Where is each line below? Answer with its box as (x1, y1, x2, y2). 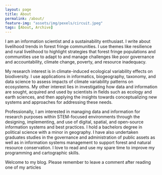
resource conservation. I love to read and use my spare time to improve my (5, 145, 155, 151)
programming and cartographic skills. (5, 150, 80, 156)
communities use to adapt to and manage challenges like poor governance (5, 54, 154, 60)
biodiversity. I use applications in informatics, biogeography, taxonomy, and (5, 74, 156, 80)
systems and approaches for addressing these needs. (5, 99, 113, 105)
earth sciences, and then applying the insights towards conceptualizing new (5, 94, 157, 100)
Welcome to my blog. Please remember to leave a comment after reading (5, 159, 151, 165)
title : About (5, 12, 32, 16)
